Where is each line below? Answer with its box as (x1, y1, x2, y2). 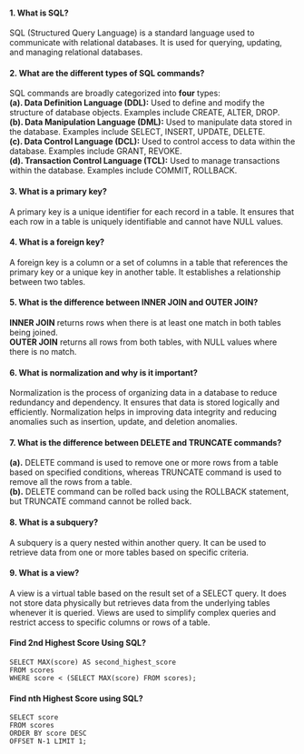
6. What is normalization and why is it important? (9, 367, 198, 377)
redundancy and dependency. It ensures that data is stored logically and (9, 397, 279, 408)
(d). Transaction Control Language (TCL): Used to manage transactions (9, 156, 280, 166)
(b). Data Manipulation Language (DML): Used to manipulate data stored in (9, 116, 292, 127)
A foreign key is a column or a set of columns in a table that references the (9, 256, 289, 267)
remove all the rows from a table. (9, 477, 133, 488)
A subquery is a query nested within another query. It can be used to (9, 537, 267, 548)
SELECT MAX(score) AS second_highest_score (9, 658, 177, 668)
